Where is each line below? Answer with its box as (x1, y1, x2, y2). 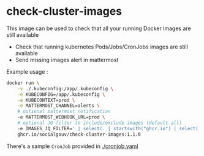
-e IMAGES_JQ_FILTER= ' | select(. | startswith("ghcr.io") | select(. (17, 125, 202, 131)
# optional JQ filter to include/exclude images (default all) (17, 120, 183, 127)
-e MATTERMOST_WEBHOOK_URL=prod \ (17, 114, 105, 120)
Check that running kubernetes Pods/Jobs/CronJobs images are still (15, 43, 188, 50)
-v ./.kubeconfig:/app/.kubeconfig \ (17, 85, 114, 92)
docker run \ (6, 80, 40, 86)
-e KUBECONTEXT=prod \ (17, 97, 75, 103)
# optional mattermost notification (17, 109, 111, 115)
